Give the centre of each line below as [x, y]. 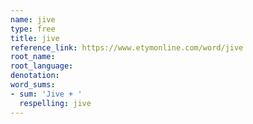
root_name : [33, 57]
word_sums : [33, 85]
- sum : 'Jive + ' [46, 94]
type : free [33, 29]
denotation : [35, 76]
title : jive [35, 38]
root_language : [42, 66]
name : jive [33, 19]
